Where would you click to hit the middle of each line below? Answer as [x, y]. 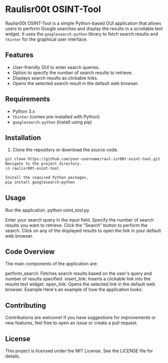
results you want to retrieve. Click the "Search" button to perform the [76, 225]
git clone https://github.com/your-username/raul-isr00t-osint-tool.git [83, 159]
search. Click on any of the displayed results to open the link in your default [83, 231]
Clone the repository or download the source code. [65, 150]
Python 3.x [24, 111]
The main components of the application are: [52, 264]
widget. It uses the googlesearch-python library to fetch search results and [82, 34]
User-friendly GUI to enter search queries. [56, 67]
